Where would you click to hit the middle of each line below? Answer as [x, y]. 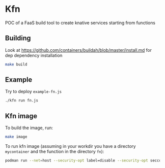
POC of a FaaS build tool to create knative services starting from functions [80, 23]
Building [18, 38]
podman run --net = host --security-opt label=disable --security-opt [77, 161]
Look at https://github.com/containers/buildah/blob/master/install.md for [79, 50]
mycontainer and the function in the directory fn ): [55, 151]
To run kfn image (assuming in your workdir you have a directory [70, 146]
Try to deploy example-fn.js [34, 92]
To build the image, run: [29, 128]
